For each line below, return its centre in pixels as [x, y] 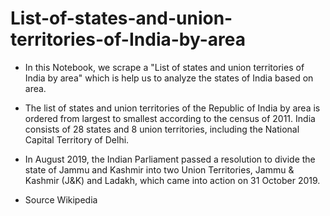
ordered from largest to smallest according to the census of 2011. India [170, 118]
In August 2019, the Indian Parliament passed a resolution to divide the [170, 159]
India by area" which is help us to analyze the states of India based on [169, 78]
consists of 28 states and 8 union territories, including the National [162, 129]
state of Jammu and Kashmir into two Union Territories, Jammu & [159, 169]
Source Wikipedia [61, 199]
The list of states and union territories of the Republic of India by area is [172, 108]
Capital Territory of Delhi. [77, 139]
